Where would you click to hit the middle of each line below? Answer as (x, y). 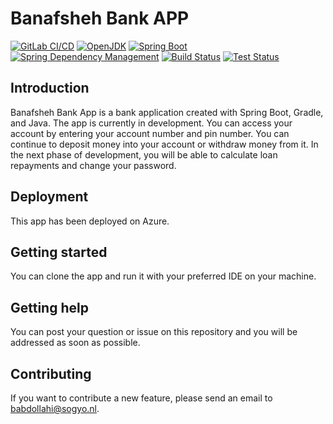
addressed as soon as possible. (75, 343)
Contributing (51, 373)
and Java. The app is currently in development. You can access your (151, 123)
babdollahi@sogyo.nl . (55, 408)
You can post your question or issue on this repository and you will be (154, 332)
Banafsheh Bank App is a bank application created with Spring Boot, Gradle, (167, 112)
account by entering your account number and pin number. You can (150, 133)
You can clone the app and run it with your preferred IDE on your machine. (163, 276)
